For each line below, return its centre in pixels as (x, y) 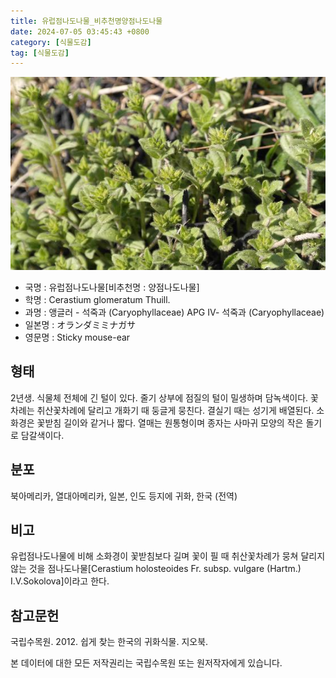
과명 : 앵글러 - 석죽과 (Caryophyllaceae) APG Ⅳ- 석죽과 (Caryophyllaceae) (174, 312)
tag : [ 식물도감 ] (40, 53)
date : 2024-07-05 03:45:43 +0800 (80, 31)
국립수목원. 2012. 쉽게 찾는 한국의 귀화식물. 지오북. (109, 642)
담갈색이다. (42, 435)
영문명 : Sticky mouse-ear (77, 337)
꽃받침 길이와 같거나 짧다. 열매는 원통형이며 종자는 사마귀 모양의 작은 (170, 422)
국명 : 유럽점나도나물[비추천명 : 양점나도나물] (112, 287)
